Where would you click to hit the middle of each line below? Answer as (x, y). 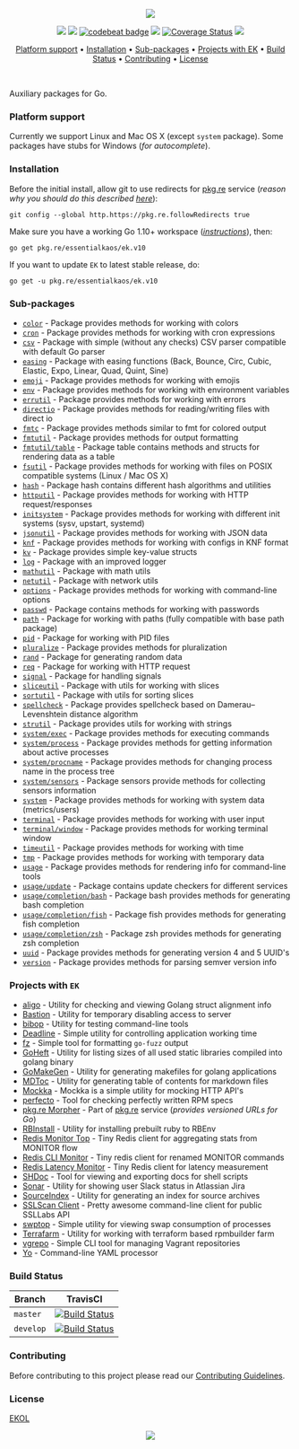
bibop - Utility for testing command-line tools (105, 1024)
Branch (30, 1299)
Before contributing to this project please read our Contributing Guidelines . (147, 1375)
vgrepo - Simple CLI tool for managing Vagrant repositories (131, 1243)
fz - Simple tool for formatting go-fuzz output (105, 1043)
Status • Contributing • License (150, 59)
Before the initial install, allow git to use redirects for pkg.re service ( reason (148, 189)
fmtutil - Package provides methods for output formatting (130, 437)
